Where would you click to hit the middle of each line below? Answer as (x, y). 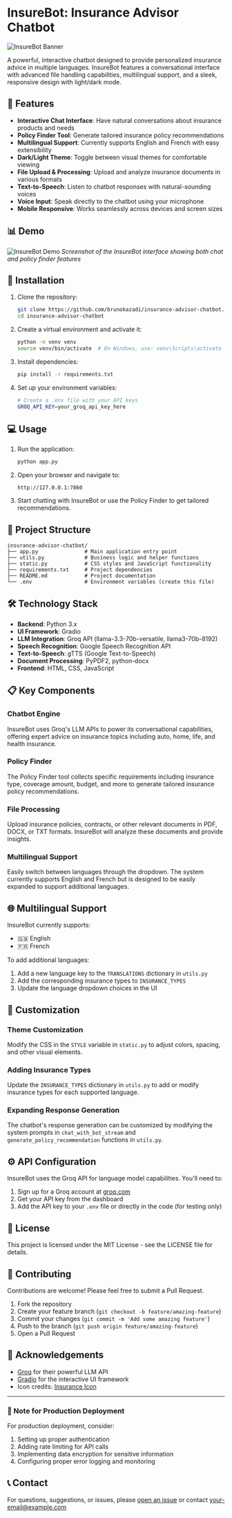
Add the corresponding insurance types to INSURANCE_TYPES (101, 981)
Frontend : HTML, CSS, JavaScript (66, 668)
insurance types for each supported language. (73, 1092)
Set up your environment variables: (67, 387)
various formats (39, 179)
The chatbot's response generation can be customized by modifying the (110, 1125)
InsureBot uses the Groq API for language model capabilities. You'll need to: (115, 1178)
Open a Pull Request (46, 1333)
